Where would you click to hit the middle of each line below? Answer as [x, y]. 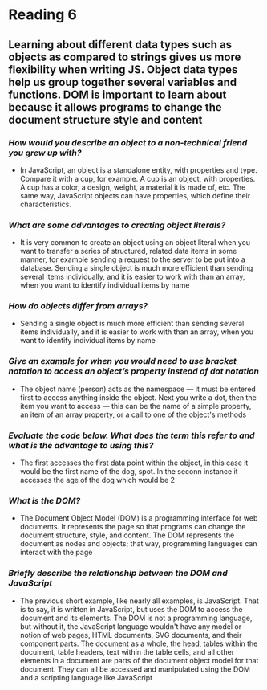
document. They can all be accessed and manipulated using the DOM [135, 669]
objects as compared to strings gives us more [125, 57]
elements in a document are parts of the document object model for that [139, 660]
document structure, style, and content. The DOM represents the [127, 535]
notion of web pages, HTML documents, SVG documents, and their [131, 635]
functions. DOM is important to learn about [117, 94]
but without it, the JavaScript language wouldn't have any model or [131, 626]
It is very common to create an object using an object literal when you [135, 243]
